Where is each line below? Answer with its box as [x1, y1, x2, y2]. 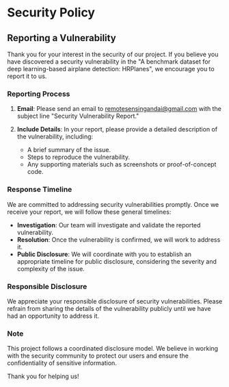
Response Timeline [7, 185, 72, 195]
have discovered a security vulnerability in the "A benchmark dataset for [7, 58, 211, 66]
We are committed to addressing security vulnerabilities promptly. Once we [7, 200, 219, 208]
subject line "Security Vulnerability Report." [16, 112, 139, 121]
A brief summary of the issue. [27, 146, 111, 154]
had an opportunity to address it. [7, 312, 100, 320]
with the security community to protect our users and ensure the [7, 351, 189, 360]
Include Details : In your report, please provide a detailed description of [16, 125, 217, 134]
